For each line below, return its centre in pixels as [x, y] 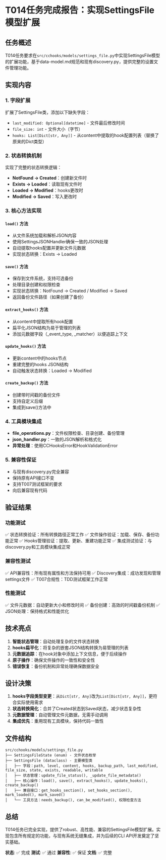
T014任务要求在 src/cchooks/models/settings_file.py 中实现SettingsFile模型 [83, 55]
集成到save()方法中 [32, 407]
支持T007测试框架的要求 [37, 484]
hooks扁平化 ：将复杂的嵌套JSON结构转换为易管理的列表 [70, 648]
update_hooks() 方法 [26, 346]
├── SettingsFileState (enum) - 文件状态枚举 [51, 756]
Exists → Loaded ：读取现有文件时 [47, 184]
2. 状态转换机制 [24, 156]
